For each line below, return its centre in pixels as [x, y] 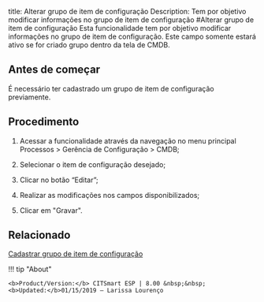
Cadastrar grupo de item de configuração [76, 254]
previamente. [30, 97]
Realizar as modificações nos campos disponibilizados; [110, 195]
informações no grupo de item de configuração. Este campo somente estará [132, 36]
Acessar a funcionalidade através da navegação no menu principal [128, 140]
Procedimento [44, 122]
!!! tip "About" [30, 269]
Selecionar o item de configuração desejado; [93, 164]
